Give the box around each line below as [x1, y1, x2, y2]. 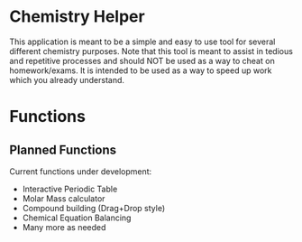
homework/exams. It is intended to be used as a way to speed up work [9, 65, 272, 76]
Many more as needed [22, 221, 106, 232]
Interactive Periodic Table [22, 183, 118, 194]
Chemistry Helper [9, 6, 146, 27]
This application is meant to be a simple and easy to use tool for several [9, 36, 276, 47]
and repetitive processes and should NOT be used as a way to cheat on [9, 55, 275, 66]
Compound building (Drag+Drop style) [22, 202, 166, 213]
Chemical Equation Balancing [22, 212, 132, 223]
